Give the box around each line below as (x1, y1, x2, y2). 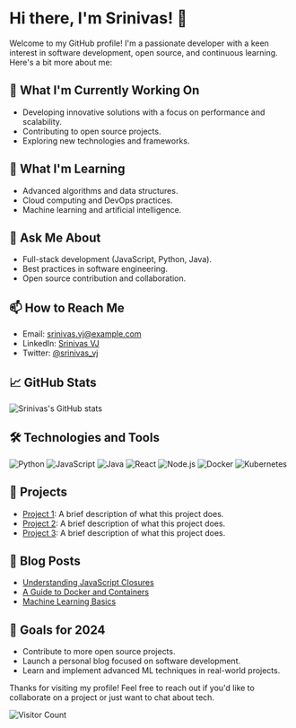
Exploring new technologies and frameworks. (22, 135, 190, 146)
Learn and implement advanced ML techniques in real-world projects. (22, 665, 281, 676)
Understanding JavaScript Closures (22, 577, 154, 588)
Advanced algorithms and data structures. (22, 185, 178, 196)
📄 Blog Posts (9, 554, 81, 569)
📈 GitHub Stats (9, 374, 97, 390)
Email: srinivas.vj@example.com (22, 329, 142, 339)
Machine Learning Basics (22, 596, 117, 607)
